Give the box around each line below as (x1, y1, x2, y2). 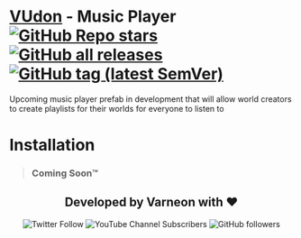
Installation (9, 135, 96, 155)
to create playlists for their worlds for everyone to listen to (9, 103, 224, 114)
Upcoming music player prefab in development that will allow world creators (9, 93, 292, 105)
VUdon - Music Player (9, 6, 177, 27)
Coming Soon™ (31, 167, 99, 179)
